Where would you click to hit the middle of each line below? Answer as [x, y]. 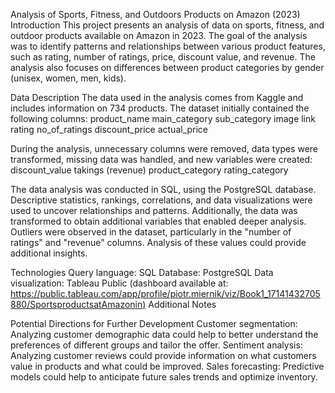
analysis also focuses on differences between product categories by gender [167, 67]
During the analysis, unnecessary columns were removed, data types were [164, 148]
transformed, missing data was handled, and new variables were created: [161, 159]
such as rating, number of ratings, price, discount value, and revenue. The [163, 57]
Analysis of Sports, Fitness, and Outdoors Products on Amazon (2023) [155, 14]
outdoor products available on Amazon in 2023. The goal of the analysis [159, 35]
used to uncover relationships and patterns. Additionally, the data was [154, 210]
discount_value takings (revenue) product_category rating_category [149, 170]
